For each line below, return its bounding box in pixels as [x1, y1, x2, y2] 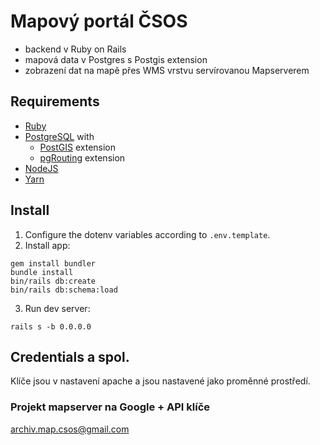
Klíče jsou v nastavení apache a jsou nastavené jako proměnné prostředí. [10, 375, 311, 387]
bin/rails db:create [10, 276, 97, 286]
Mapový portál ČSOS [10, 10, 188, 33]
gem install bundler [10, 258, 97, 269]
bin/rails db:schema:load [10, 285, 118, 295]
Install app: [24, 239, 71, 251]
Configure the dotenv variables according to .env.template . [24, 228, 271, 240]
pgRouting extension [39, 151, 126, 164]
